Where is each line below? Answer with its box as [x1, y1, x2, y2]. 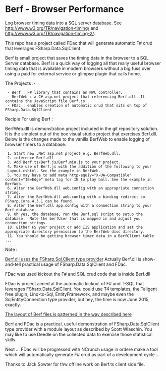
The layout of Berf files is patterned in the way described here [5, 311, 132, 317]
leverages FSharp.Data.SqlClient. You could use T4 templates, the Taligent [5, 286, 157, 292]
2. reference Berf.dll [7, 155, 55, 160]
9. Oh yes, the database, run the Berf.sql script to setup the [7, 212, 143, 217]
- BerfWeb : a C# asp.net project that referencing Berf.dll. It [7, 94, 145, 99]
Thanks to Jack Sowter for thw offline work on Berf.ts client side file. [5, 361, 145, 367]
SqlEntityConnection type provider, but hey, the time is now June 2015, [5, 296, 150, 302]
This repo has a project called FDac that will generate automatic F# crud [5, 40, 153, 46]
